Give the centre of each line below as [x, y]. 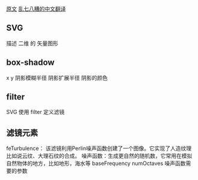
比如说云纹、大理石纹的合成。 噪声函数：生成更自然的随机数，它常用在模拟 [99, 156]
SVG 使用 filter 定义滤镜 [36, 112]
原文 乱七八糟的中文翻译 [36, 9]
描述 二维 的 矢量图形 [32, 43]
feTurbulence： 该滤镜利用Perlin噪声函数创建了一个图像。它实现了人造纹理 [99, 148]
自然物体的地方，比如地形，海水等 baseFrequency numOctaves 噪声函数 [96, 163]
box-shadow [30, 63]
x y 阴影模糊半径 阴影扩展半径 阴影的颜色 [57, 77]
